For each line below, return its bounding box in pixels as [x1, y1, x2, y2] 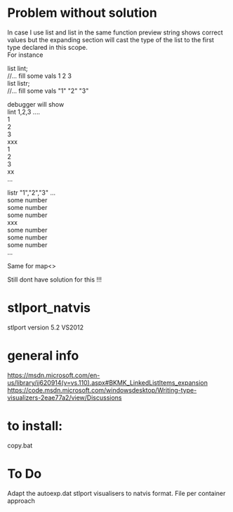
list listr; [7, 79, 30, 87]
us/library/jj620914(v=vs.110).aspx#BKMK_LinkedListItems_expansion [7, 378, 208, 387]
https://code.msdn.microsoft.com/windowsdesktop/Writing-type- [7, 386, 197, 394]
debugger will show [7, 100, 65, 108]
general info [7, 348, 79, 364]
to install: [7, 418, 63, 433]
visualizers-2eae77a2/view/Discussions [7, 393, 122, 402]
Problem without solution [7, 5, 158, 21]
